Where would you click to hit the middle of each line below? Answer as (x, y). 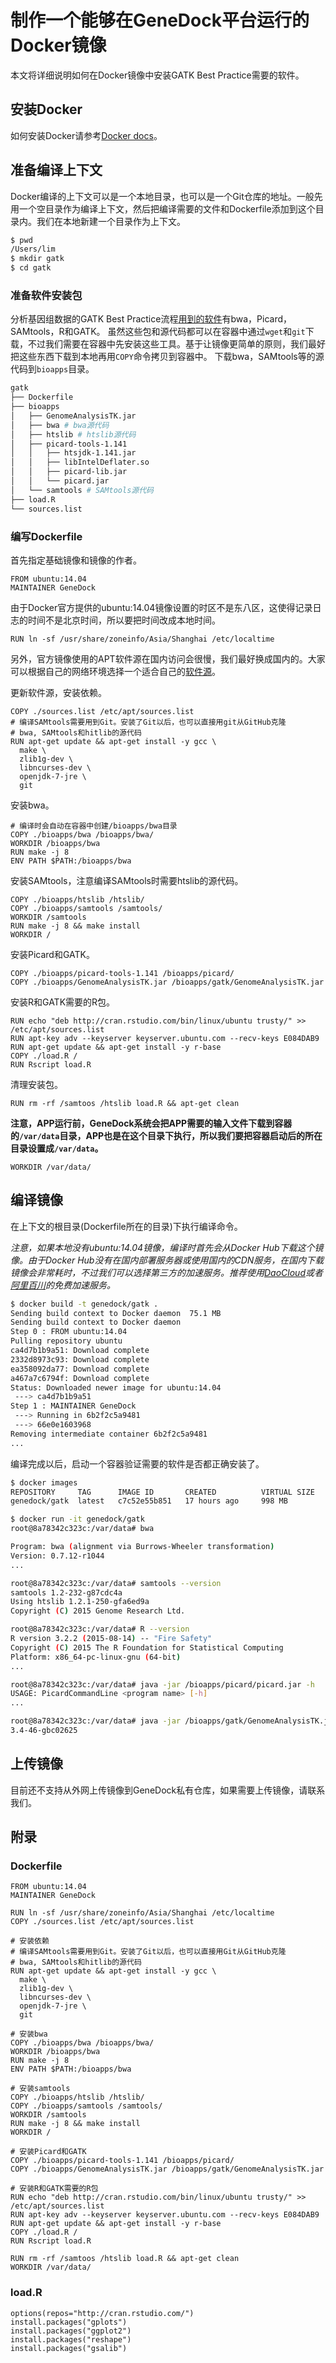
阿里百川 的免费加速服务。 (63, 1285)
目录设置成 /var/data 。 (57, 1148)
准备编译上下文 (56, 170)
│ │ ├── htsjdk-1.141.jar (73, 453)
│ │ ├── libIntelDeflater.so (80, 462)
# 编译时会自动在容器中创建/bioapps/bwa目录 (94, 826)
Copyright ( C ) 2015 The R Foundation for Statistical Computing (147, 1647)
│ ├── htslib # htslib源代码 (73, 434)
